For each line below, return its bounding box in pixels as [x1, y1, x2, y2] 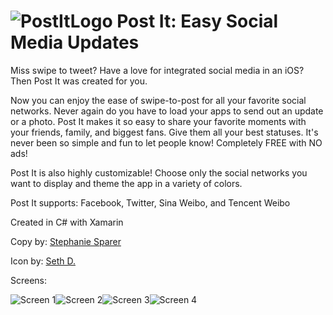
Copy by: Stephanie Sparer [10, 235, 122, 247]
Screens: [10, 274, 48, 286]
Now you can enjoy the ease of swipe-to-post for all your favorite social [10, 94, 307, 106]
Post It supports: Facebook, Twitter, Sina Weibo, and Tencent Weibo [10, 196, 291, 209]
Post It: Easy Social [116, 10, 279, 33]
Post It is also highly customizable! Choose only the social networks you [10, 166, 308, 179]
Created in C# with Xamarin [10, 216, 124, 228]
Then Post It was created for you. [10, 75, 148, 87]
